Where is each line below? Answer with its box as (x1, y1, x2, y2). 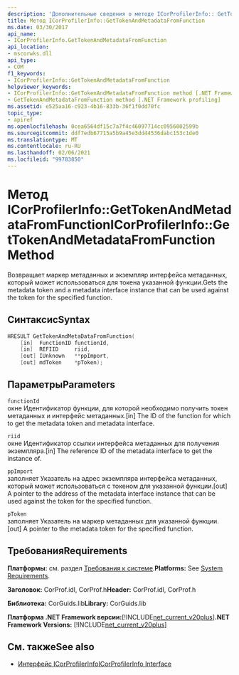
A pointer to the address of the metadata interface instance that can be (7, 489, 216, 498)
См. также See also (7, 641, 95, 653)
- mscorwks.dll (7, 51, 53, 58)
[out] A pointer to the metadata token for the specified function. (7, 524, 194, 533)
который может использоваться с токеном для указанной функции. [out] (7, 482, 228, 490)
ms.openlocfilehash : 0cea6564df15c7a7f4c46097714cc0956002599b (7, 122, 199, 130)
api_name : (7, 30, 37, 38)
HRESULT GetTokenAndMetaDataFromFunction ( (7, 332, 135, 340)
